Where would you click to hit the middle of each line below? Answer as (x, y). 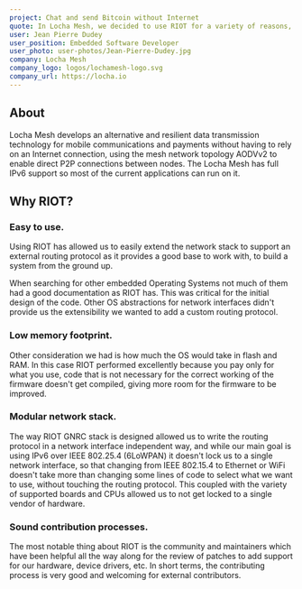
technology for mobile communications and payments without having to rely (151, 144)
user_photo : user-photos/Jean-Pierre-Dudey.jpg (101, 51)
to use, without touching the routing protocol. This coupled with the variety (148, 484)
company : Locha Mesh (48, 60)
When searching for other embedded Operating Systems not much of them (149, 283)
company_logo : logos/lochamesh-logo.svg (87, 69)
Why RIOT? (41, 201)
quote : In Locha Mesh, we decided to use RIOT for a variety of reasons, (151, 26)
